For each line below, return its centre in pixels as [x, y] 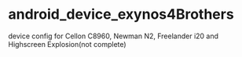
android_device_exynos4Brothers [121, 14]
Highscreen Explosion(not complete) [68, 44]
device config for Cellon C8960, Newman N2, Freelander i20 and [113, 36]
